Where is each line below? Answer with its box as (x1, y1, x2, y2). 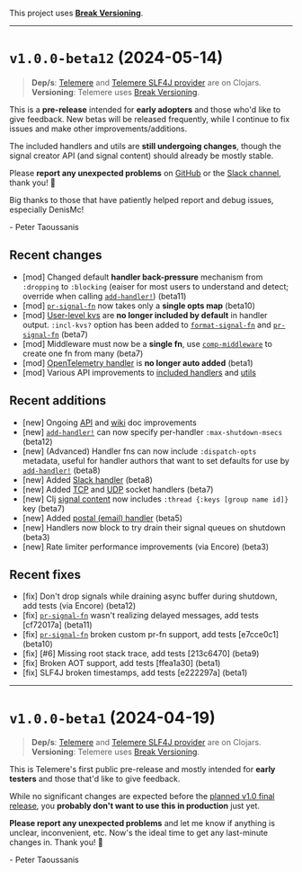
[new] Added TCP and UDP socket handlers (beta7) (22, 484, 214, 494)
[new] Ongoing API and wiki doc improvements (22, 417, 198, 428)
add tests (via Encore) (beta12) (22, 601, 137, 611)
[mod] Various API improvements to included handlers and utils (22, 367, 256, 378)
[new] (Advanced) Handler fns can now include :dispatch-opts (22, 445, 257, 457)
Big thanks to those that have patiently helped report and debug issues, (9, 194, 274, 205)
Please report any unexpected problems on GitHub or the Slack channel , (9, 167, 281, 178)
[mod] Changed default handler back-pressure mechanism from (22, 271, 263, 282)
